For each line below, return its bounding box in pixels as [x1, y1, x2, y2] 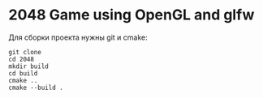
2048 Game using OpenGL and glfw [8, 6, 255, 24]
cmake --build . [8, 83, 63, 92]
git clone [8, 48, 42, 56]
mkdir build [8, 62, 49, 70]
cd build [8, 69, 38, 78]
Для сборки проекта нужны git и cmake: [8, 32, 148, 42]
